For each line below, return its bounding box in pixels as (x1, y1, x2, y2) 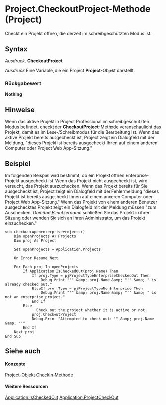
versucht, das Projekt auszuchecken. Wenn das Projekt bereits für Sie (5, 183, 148, 189)
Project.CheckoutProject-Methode (5, 3, 151, 15)
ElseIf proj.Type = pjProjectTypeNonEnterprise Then (31, 286, 143, 291)
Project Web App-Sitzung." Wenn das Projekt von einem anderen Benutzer (5, 199, 158, 205)
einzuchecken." (5, 220, 37, 226)
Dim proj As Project (14, 238, 56, 243)
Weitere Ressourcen (5, 383, 48, 389)
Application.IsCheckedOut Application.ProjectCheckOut (5, 394, 119, 400)
